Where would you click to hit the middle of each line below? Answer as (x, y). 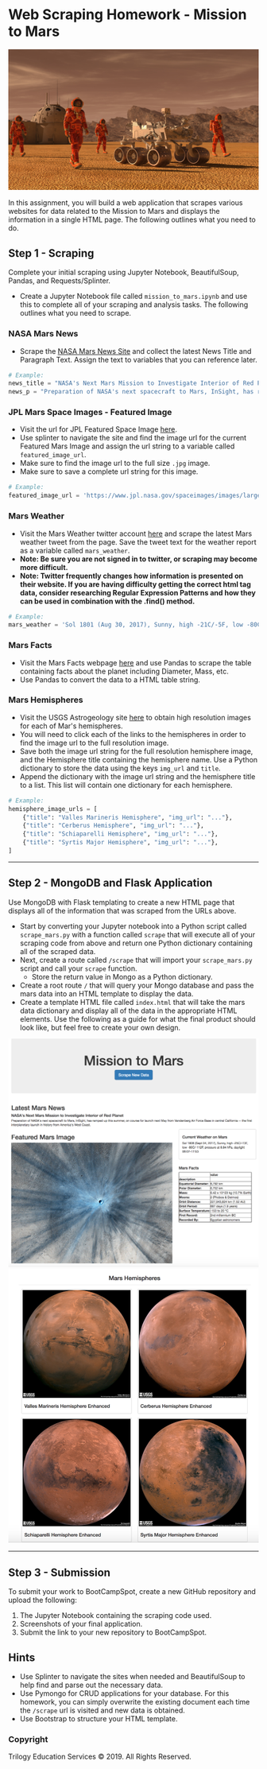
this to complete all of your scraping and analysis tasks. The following (134, 305)
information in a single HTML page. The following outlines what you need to (132, 219)
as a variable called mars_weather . (75, 550)
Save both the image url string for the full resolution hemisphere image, (136, 751)
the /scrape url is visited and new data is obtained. (102, 1710)
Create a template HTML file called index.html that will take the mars (132, 1002)
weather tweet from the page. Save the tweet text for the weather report (138, 541)
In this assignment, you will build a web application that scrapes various (126, 203)
